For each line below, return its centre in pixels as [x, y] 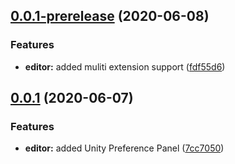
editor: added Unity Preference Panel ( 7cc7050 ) [124, 148]
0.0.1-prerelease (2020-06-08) [110, 16]
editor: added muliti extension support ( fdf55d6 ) [125, 66]
